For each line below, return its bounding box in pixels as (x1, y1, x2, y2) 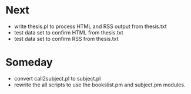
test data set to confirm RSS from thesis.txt (14, 35, 119, 42)
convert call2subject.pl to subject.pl (14, 75, 101, 82)
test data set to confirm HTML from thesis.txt (14, 29, 124, 36)
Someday (5, 56, 53, 69)
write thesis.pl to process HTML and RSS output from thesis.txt (14, 23, 167, 30)
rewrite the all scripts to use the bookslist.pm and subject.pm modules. (14, 81, 186, 88)
